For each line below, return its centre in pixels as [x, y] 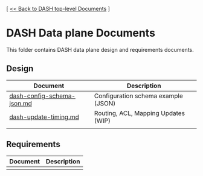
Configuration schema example [138, 96]
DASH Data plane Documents [81, 33]
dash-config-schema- [42, 96]
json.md [21, 103]
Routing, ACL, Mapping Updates [140, 113]
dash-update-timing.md [44, 117]
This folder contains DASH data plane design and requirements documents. [100, 49]
